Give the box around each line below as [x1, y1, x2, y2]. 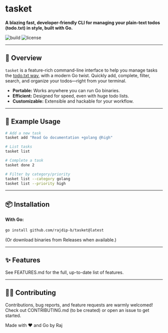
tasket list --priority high [5, 181, 66, 186]
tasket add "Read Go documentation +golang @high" [5, 135, 113, 140]
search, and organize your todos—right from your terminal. [5, 78, 126, 84]
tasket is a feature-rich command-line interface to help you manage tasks [5, 67, 157, 73]
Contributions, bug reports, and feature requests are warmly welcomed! [5, 301, 153, 308]
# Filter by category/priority [5, 171, 70, 177]
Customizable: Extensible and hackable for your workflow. [12, 98, 134, 104]
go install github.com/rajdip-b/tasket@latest [5, 228, 104, 233]
